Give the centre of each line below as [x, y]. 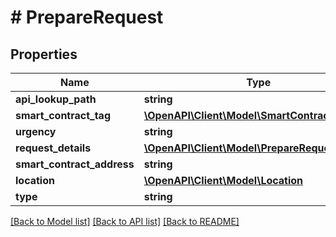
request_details [53, 148]
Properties [44, 54]
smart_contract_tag [63, 115]
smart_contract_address [75, 164]
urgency [36, 131]
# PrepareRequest [87, 17]
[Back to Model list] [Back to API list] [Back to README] [125, 221]
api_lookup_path [56, 99]
